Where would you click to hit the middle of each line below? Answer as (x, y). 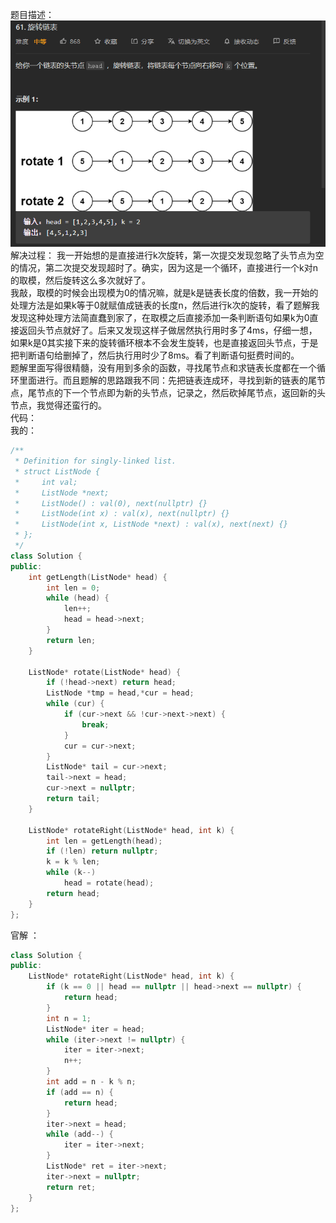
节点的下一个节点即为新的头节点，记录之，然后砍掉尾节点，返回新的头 (181, 393)
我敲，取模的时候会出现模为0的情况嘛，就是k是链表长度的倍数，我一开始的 (164, 293)
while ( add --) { (80, 1134)
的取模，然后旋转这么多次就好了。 (80, 280)
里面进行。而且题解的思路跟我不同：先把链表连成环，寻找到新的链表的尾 (167, 380)
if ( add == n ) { (80, 1092)
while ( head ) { (78, 598)
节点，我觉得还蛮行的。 (58, 405)
